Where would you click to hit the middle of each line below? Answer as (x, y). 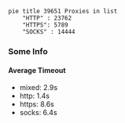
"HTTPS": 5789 (45, 25)
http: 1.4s (34, 96)
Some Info (28, 51)
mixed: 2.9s (39, 88)
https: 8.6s (37, 104)
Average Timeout (37, 70)
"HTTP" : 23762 (47, 18)
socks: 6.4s (38, 113)
